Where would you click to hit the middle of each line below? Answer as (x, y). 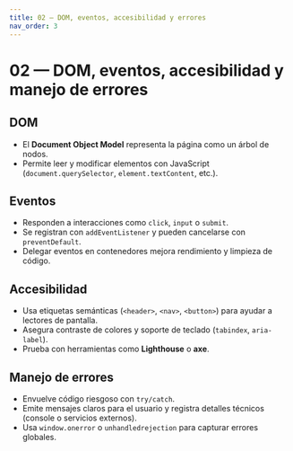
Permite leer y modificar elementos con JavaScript (116, 164)
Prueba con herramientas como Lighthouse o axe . (116, 349)
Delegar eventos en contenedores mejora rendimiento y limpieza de (147, 252)
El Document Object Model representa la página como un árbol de (146, 144)
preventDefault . (52, 242)
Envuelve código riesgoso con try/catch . (99, 398)
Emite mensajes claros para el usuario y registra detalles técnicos (143, 408)
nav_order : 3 (34, 26)
